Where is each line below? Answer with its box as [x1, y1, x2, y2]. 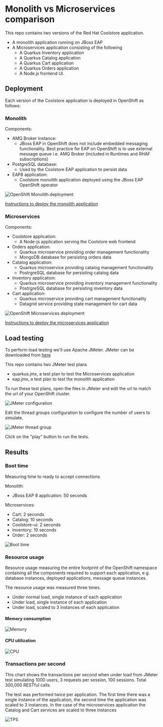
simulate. [5, 415, 23, 421]
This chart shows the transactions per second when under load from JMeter [5, 671, 158, 677]
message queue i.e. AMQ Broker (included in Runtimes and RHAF [19, 151, 151, 157]
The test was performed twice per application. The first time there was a [5, 691, 150, 697]
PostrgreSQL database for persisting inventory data [19, 285, 123, 291]
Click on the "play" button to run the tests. [5, 434, 90, 440]
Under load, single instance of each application [12, 599, 107, 605]
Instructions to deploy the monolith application [5, 201, 98, 207]
